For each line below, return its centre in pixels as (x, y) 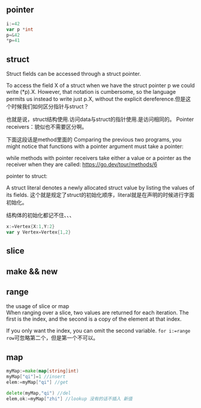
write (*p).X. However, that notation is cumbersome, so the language (91, 92)
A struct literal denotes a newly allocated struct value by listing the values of (100, 188)
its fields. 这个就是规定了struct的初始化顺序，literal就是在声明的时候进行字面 (100, 195)
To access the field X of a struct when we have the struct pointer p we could (100, 85)
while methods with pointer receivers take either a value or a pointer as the (99, 158)
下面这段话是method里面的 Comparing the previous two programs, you (94, 140)
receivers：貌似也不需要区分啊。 (47, 127)
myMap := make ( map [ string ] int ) (43, 371)
